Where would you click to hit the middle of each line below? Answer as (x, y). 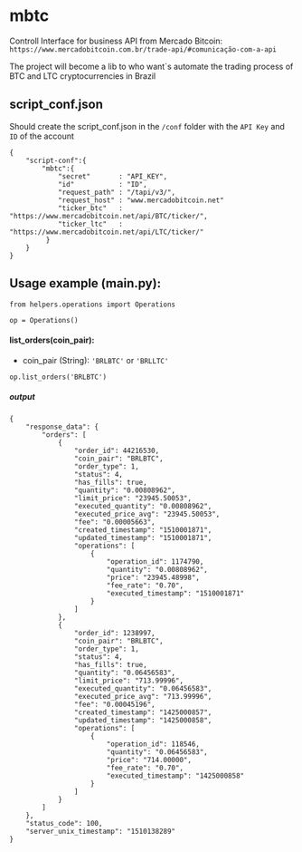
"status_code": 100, (64, 823)
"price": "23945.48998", (153, 577)
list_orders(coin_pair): (52, 340)
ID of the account (42, 136)
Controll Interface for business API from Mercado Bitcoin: (116, 41)
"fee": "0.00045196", (114, 704)
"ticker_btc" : (90, 208)
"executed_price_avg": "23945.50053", (147, 514)
